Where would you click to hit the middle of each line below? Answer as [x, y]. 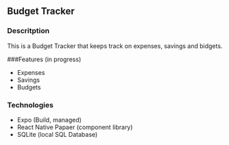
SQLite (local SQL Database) [57, 134]
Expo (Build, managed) [49, 120]
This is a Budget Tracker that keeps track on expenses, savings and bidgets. [115, 46]
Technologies [30, 104]
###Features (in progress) [44, 59]
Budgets [29, 87]
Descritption [28, 31]
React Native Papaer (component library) [75, 127]
